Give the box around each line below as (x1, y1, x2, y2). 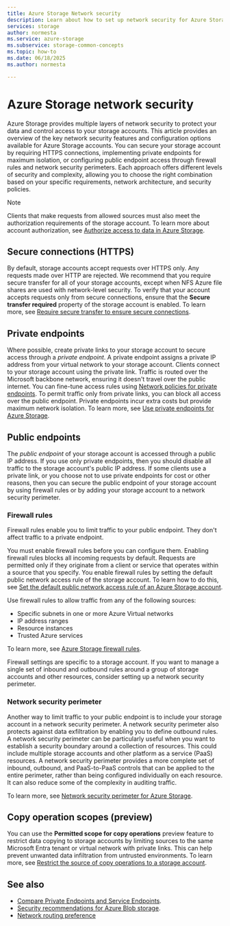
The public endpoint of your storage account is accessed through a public (7, 450, 216, 458)
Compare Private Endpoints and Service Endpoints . (16, 897, 162, 905)
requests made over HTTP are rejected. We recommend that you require (7, 272, 211, 280)
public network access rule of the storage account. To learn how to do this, (7, 575, 219, 584)
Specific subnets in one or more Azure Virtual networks (16, 610, 174, 618)
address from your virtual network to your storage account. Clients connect (7, 361, 220, 369)
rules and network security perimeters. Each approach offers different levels (7, 163, 222, 171)
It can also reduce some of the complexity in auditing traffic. (7, 778, 177, 786)
